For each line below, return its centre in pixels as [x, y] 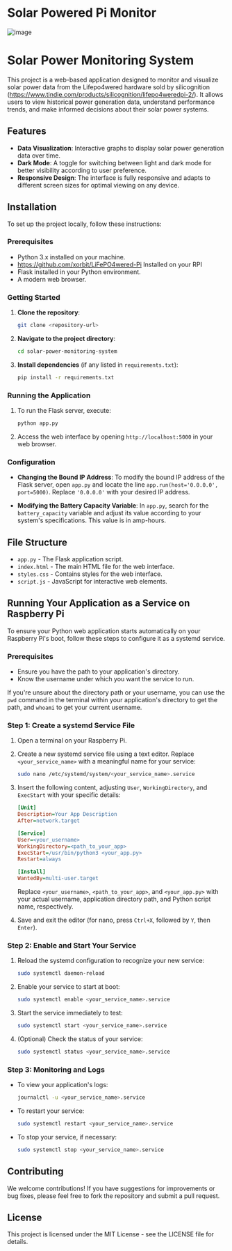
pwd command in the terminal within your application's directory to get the [112, 700]
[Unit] [27, 808]
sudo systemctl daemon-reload [61, 973]
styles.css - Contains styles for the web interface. [90, 574]
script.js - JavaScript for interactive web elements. [92, 581]
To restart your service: [51, 1111]
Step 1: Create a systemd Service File [71, 725]
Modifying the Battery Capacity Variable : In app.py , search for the [113, 506]
